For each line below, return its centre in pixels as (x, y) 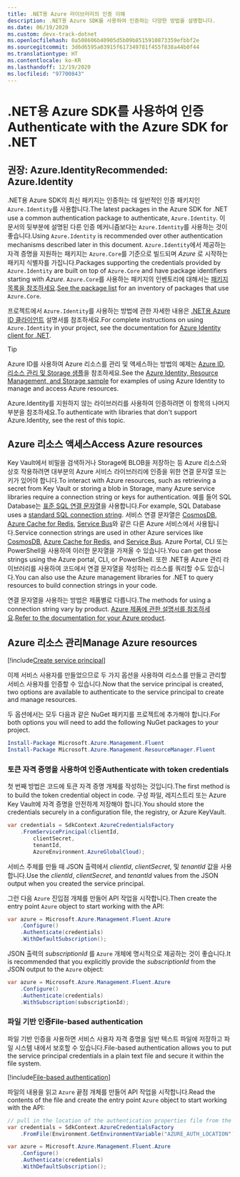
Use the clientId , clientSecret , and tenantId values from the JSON (122, 875)
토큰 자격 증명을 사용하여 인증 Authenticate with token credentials (118, 769)
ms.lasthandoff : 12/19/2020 (49, 67)
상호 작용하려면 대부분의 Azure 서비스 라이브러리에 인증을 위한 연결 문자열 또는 (117, 471)
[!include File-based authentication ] (59, 1077)
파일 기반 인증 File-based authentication (75, 1022)
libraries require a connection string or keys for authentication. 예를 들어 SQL (120, 497)
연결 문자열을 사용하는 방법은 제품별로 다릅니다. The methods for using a (109, 600)
